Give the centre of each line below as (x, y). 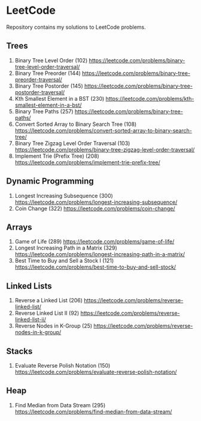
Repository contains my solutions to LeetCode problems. (76, 27)
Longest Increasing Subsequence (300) (64, 196)
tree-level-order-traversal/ (47, 67)
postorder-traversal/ (40, 92)
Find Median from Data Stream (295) (60, 405)
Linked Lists (29, 286)
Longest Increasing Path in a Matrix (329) (66, 248)
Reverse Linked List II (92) (47, 313)
